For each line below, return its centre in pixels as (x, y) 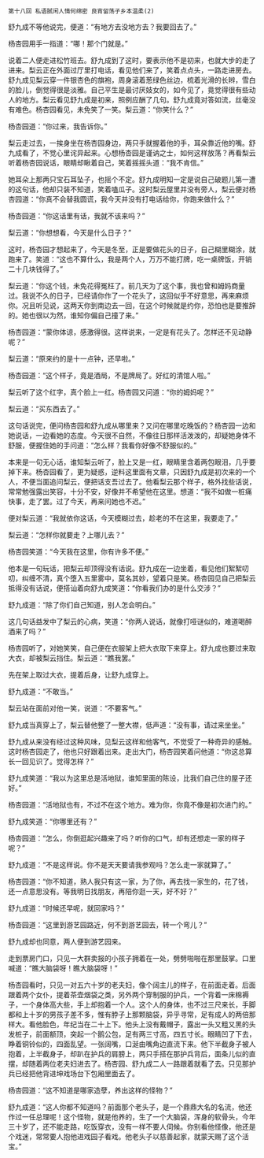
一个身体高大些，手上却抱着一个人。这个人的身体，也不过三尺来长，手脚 (139, 1004)
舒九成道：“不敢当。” (40, 691)
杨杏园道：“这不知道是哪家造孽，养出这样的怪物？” (90, 1090)
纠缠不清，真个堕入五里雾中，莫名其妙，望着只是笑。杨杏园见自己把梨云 (139, 578)
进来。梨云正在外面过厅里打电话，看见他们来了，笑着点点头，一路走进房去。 (132, 70)
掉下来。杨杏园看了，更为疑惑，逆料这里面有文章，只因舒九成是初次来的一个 (132, 472)
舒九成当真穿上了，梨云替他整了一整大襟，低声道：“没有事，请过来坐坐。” (126, 725)
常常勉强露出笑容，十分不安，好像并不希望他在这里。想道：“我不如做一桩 (127, 492)
